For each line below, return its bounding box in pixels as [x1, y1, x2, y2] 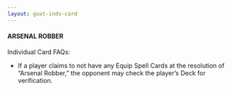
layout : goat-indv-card [7, 10, 78, 18]
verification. [17, 76, 53, 84]
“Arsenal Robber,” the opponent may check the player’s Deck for [17, 68, 206, 77]
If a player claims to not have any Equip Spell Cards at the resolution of [17, 61, 225, 70]
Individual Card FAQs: [7, 47, 71, 56]
